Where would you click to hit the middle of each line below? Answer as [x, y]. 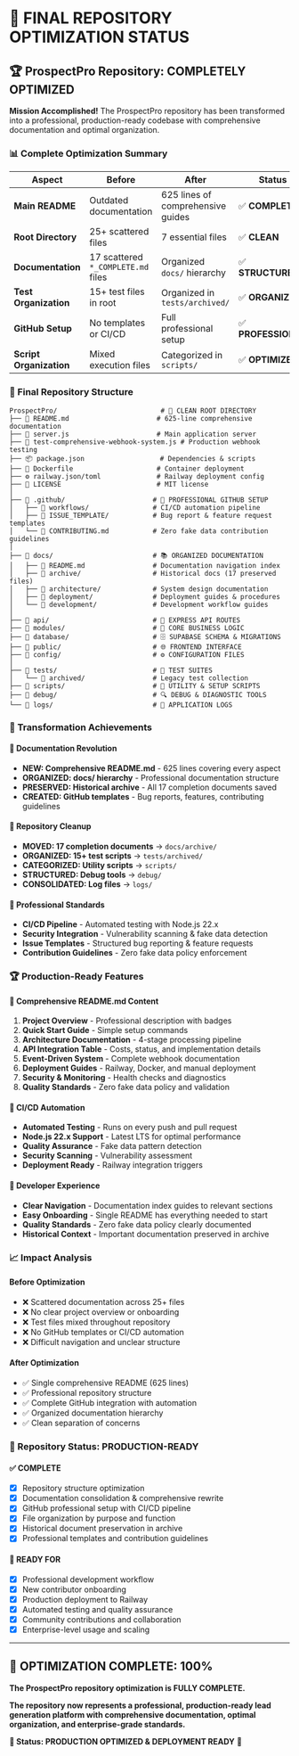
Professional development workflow [88, 1579]
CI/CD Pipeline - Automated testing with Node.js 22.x [120, 924]
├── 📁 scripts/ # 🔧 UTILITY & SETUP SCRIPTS [135, 685]
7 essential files [194, 237]
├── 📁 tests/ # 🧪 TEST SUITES [111, 670]
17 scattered [117, 258]
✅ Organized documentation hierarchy [93, 1413]
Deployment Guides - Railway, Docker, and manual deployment [139, 1068]
